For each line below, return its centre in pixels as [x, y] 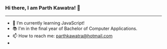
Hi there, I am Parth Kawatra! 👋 [43, 8]
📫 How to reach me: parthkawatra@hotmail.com [62, 36]
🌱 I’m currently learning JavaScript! [48, 23]
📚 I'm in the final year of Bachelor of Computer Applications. [75, 28]
